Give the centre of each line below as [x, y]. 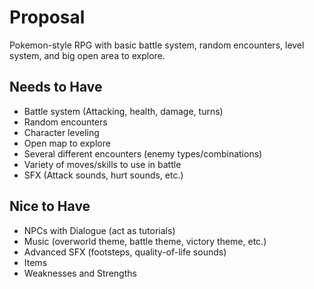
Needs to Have [56, 87]
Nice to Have [50, 206]
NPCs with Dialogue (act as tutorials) [99, 230]
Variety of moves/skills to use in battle [102, 164]
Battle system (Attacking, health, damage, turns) [123, 111]
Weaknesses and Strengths [80, 273]
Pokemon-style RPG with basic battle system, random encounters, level [157, 45]
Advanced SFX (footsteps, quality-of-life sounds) [125, 252]
